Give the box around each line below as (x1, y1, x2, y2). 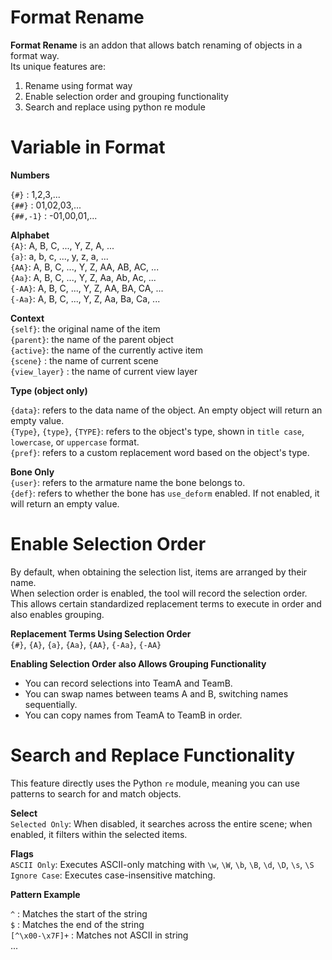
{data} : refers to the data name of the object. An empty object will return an (10, 404, 323, 416)
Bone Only (10, 466, 55, 478)
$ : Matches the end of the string (10, 918, 145, 930)
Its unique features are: (10, 60, 107, 72)
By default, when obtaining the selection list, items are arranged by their (10, 566, 308, 578)
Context (10, 312, 45, 324)
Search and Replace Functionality (10, 744, 296, 766)
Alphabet (10, 229, 50, 241)
